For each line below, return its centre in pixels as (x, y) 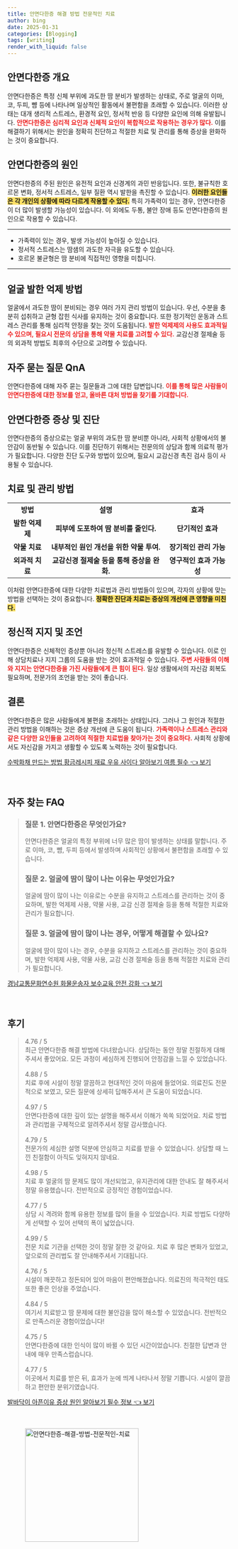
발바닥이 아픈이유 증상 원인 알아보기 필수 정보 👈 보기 (81, 1401)
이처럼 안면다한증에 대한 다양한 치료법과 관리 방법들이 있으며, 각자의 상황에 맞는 (117, 590)
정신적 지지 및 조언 (45, 632)
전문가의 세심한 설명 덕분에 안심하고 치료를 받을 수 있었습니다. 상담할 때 (123, 1148)
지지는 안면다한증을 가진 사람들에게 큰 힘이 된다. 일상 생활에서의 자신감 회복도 (120, 668)
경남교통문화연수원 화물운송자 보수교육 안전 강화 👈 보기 (85, 983)
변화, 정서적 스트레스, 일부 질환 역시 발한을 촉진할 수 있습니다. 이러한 (114, 192)
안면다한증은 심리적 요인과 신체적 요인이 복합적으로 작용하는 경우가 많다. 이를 (121, 122)
